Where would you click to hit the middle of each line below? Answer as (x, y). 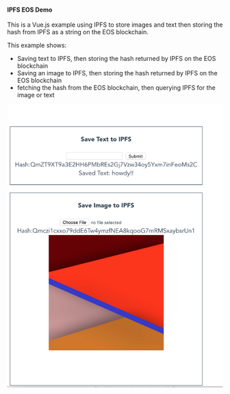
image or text (36, 95)
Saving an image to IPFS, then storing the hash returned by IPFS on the (117, 73)
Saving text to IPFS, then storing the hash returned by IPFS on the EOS (116, 59)
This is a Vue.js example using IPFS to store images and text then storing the (115, 25)
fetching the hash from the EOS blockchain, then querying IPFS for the (116, 88)
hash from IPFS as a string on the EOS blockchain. (78, 32)
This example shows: (37, 45)
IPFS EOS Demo (30, 10)
